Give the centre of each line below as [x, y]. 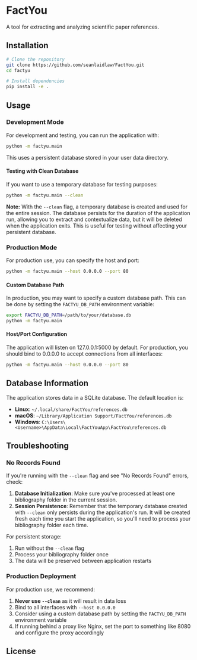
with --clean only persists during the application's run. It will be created [102, 512]
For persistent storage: [34, 537]
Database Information [47, 383]
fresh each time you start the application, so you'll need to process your [103, 519]
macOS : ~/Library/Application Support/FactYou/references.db [93, 415]
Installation [27, 46]
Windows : [27, 422]
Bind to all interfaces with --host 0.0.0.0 [65, 607]
